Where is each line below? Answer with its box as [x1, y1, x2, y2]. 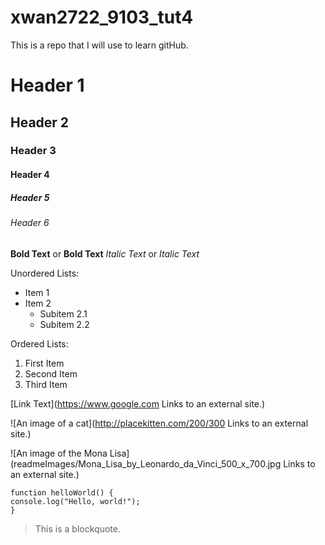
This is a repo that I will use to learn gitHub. [10, 39, 189, 51]
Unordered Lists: [10, 267, 80, 279]
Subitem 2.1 [39, 307, 88, 320]
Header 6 [10, 217, 50, 228]
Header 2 [10, 114, 70, 131]
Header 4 [10, 169, 50, 181]
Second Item [24, 367, 78, 380]
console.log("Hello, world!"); [10, 496, 141, 506]
